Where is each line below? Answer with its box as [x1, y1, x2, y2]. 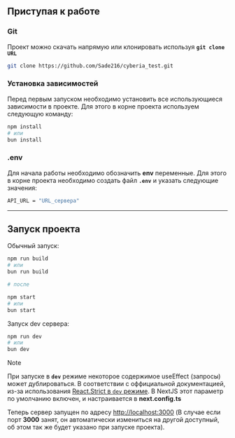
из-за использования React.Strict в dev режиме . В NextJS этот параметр [7, 387, 224, 395]
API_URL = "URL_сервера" [7, 197, 80, 204]
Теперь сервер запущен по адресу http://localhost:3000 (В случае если [7, 408, 221, 416]
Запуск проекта [7, 224, 80, 235]
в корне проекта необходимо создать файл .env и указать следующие [7, 176, 219, 184]
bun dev [7, 346, 30, 353]
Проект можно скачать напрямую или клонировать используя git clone [7, 42, 225, 51]
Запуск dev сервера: [7, 319, 70, 328]
